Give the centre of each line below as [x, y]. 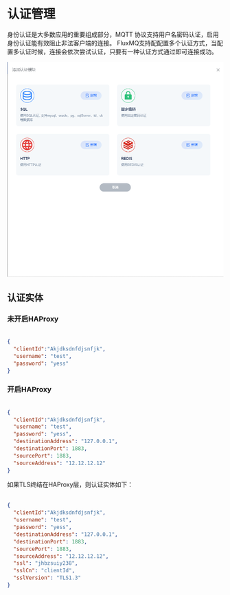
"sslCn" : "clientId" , [44, 571]
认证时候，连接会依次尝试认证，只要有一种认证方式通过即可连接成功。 [118, 52]
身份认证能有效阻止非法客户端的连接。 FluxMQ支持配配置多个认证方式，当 [112, 43]
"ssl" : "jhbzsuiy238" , [46, 563]
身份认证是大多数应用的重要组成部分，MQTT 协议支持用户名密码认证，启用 [113, 34]
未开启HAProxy [33, 319]
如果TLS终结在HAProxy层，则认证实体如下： [70, 484]
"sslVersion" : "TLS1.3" [47, 578]
